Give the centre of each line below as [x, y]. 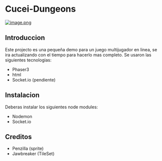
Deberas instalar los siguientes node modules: [51, 107]
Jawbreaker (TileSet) [33, 154]
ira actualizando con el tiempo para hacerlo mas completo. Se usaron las [78, 55]
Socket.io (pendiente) [34, 80]
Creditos [19, 137]
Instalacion [22, 95]
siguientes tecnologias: [28, 60]
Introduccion [25, 38]
